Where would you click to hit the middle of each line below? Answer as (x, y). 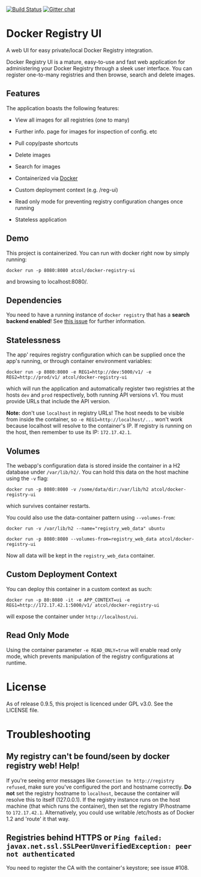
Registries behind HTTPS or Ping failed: (84, 838)
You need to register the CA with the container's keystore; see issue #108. (97, 868)
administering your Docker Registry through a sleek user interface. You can (99, 68)
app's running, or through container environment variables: (79, 361)
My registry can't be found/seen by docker (88, 756)
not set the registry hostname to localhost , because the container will (93, 793)
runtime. (16, 663)
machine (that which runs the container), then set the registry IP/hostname (98, 806)
